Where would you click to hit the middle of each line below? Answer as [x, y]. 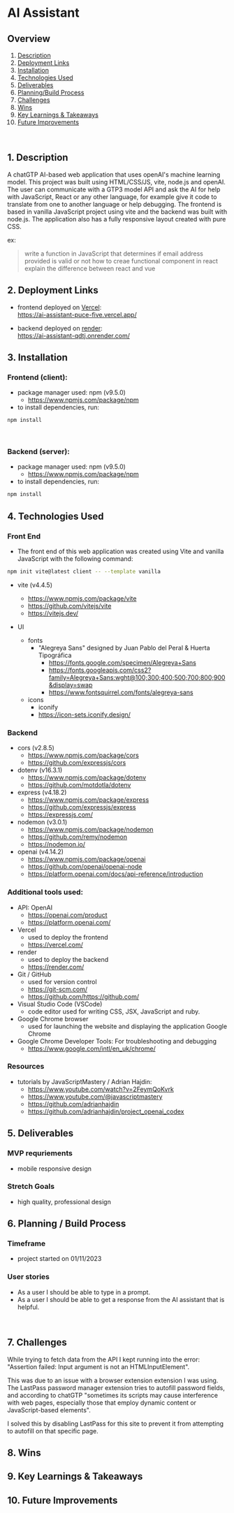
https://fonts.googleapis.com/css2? [100, 670]
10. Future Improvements [63, 1500]
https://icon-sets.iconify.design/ [85, 715]
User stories [29, 1277]
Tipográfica [55, 655]
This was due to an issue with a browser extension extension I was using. [113, 1380]
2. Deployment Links [53, 290]
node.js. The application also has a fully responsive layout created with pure [117, 219]
